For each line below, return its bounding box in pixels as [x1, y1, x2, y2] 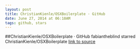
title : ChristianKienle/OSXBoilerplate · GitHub [5, 12, 105, 16]
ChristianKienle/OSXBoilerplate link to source [5, 39, 96, 45]
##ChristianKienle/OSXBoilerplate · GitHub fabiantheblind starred [5, 34, 136, 39]
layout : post [5, 7, 32, 12]
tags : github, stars [5, 20, 47, 25]
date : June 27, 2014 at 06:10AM [5, 16, 70, 21]
